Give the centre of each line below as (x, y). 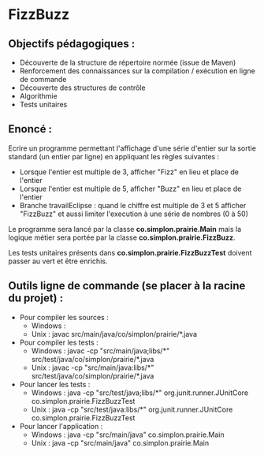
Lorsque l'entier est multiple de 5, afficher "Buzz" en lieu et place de (130, 188)
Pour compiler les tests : (59, 342)
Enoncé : (30, 129)
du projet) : (36, 298)
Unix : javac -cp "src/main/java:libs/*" (93, 367)
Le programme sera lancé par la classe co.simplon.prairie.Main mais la (125, 229)
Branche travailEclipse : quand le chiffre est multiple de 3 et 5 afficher (133, 205)
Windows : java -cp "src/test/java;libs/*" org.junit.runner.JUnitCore (140, 393)
